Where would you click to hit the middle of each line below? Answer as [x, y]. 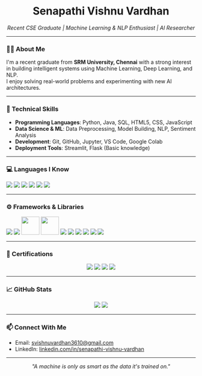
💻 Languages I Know [38, 169]
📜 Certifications [30, 254]
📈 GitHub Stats [29, 289]
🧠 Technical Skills [32, 109]
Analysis [26, 135]
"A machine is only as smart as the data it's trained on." [101, 366]
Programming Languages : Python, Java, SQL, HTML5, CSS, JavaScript [103, 122]
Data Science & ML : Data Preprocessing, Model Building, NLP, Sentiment [105, 128]
